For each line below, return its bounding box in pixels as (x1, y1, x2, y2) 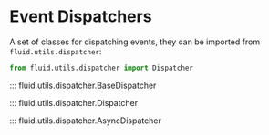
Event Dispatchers (9, 6, 152, 27)
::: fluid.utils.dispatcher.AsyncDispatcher (9, 115, 161, 126)
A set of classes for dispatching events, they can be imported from (9, 36, 261, 47)
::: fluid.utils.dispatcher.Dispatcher (9, 97, 139, 108)
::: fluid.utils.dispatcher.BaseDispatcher (9, 80, 157, 91)
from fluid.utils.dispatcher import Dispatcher (9, 63, 194, 72)
